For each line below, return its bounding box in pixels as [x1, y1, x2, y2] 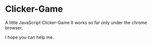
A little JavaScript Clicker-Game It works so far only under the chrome [5, 20, 148, 25]
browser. [5, 24, 23, 30]
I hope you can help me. [5, 34, 54, 40]
